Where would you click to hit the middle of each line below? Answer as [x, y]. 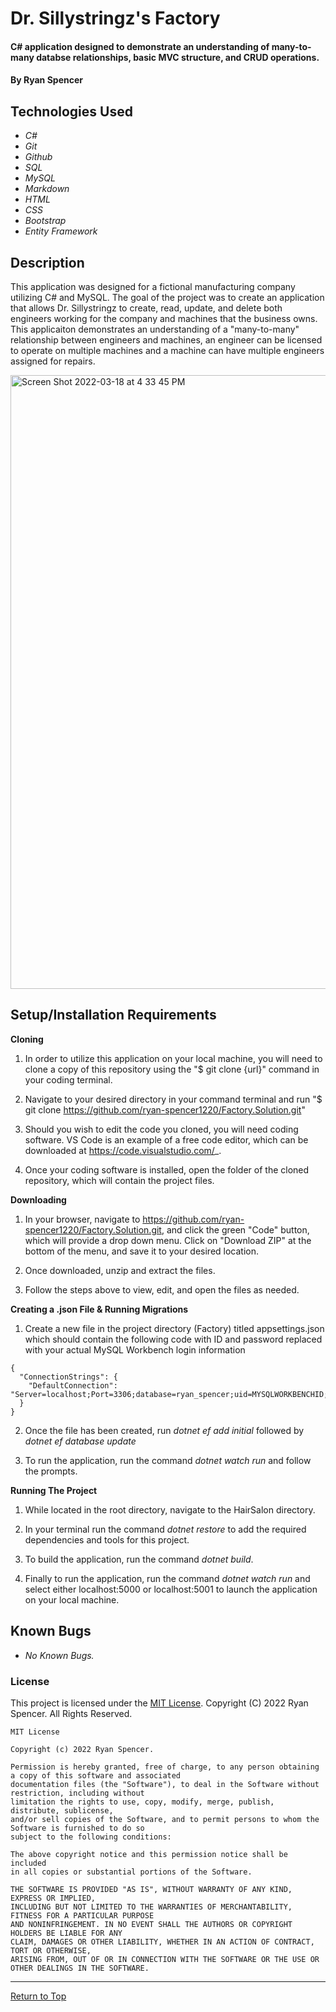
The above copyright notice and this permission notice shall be [149, 1854]
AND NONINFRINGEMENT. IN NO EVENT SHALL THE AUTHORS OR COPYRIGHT [151, 1924]
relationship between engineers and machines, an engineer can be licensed [166, 340]
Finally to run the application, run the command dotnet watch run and [167, 1578]
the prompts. [51, 1471]
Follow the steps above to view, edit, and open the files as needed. [162, 1289]
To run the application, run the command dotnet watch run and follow [168, 1460]
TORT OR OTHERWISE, [51, 1950]
